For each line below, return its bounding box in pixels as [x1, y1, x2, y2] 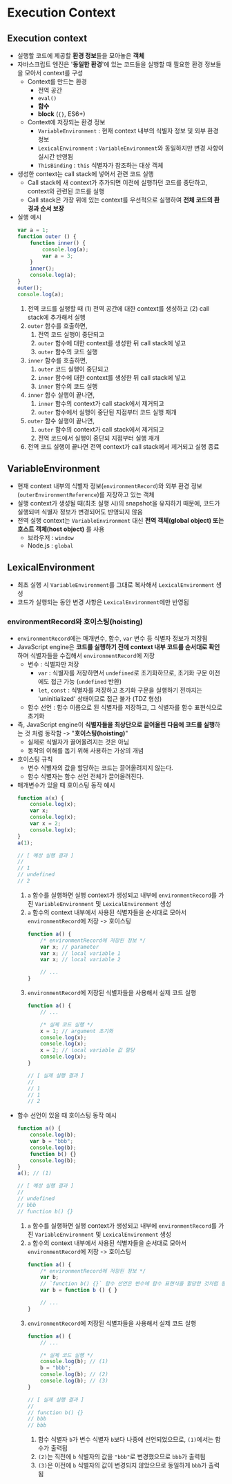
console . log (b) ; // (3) [40, 1378, 108, 1385]
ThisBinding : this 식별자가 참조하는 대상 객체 [37, 161, 164, 169]
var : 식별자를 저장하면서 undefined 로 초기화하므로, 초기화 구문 [37, 668, 208, 677]
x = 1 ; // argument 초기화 [40, 1028, 114, 1034]
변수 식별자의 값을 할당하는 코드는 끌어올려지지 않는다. [27, 763, 174, 771]
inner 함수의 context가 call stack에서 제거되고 [37, 399, 164, 407]
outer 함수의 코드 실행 [37, 347, 98, 356]
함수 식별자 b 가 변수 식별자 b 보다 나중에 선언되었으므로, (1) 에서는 [37, 1435, 214, 1444]
